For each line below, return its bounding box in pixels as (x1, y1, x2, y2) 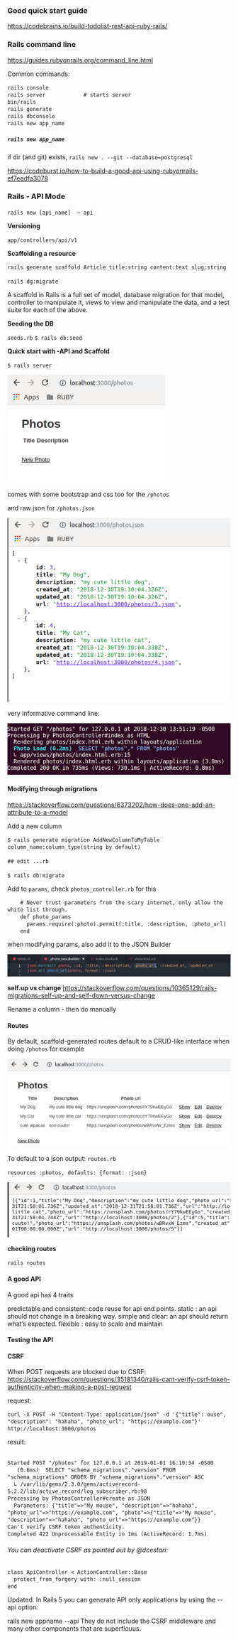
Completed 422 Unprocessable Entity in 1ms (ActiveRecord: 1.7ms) (7, 1531, 208, 1538)
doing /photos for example (7, 1044, 85, 1054)
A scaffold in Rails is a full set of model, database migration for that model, (7, 290, 225, 299)
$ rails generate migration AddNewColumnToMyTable (7, 836, 160, 844)
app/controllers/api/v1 (7, 237, 78, 244)
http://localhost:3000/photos (7, 1425, 97, 1432)
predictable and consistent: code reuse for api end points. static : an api (7, 1304, 217, 1313)
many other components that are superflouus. (7, 1624, 142, 1633)
